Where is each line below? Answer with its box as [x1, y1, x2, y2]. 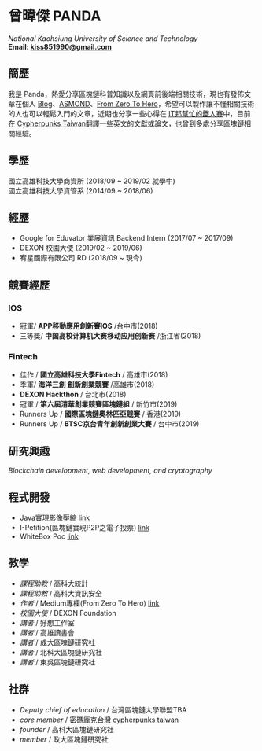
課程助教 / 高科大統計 [19, 579, 89, 588]
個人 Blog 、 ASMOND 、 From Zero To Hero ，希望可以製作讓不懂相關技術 [21, 99, 255, 109]
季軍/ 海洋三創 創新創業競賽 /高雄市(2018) [19, 380, 155, 389]
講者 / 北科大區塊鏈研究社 [19, 647, 102, 657]
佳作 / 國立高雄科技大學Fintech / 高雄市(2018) [19, 370, 168, 380]
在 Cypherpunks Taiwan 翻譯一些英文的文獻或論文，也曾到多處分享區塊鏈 [8, 119, 245, 128]
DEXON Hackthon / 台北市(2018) [19, 390, 127, 399]
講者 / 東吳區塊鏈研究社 [19, 657, 96, 667]
